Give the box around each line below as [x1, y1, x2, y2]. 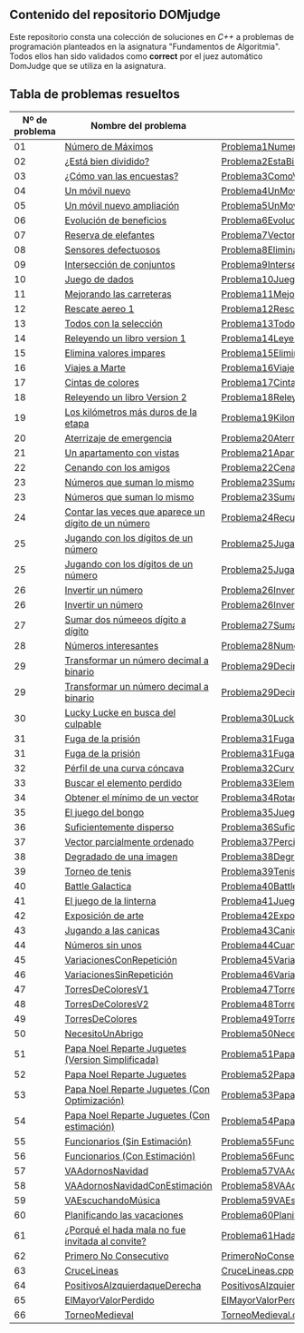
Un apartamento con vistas [64, 446, 180, 459]
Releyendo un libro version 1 [64, 331, 186, 344]
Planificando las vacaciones [64, 1209, 184, 1221]
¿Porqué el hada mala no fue [64, 1223, 186, 1236]
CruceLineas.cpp [221, 1264, 294, 1277]
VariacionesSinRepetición [64, 968, 174, 981]
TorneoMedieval [64, 1308, 134, 1321]
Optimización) [64, 1093, 125, 1106]
